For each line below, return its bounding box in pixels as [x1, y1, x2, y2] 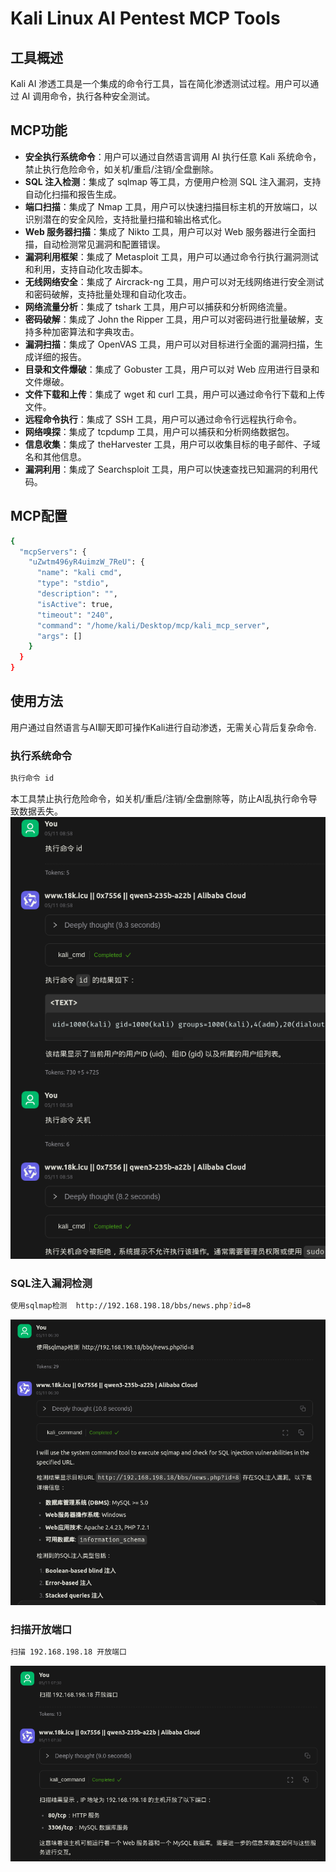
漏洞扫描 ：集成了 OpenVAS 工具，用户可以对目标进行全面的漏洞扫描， [24, 338, 315, 350]
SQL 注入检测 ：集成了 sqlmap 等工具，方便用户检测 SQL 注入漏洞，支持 [24, 175, 322, 187]
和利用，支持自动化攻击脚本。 [24, 263, 148, 275]
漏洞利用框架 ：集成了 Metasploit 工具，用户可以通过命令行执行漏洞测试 [24, 250, 319, 262]
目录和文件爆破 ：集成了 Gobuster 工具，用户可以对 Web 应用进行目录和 [24, 363, 320, 375]
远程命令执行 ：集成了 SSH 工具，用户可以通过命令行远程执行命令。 [24, 413, 303, 425]
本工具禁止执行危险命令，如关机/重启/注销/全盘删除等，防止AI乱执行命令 [10, 792, 309, 804]
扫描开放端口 [10, 1622, 73, 1636]
